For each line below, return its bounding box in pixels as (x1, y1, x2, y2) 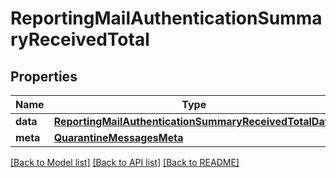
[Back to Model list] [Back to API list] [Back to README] (10, 157, 240, 168)
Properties (10, 68, 78, 85)
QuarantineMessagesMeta (53, 131, 184, 144)
